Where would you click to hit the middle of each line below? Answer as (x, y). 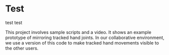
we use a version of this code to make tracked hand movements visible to (82, 42)
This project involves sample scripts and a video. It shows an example (78, 32)
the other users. (22, 48)
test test (14, 22)
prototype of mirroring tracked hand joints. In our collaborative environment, (85, 37)
